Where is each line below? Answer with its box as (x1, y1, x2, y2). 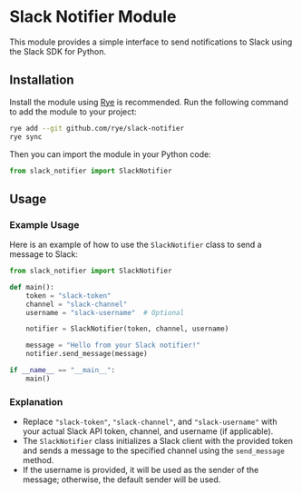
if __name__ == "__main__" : (9, 366, 116, 375)
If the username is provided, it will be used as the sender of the (22, 465, 259, 476)
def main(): (9, 282, 54, 291)
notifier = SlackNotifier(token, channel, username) (25, 324, 229, 333)
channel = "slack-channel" (25, 300, 128, 309)
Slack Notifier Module (9, 6, 177, 27)
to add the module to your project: (9, 106, 138, 117)
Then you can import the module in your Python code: (9, 148, 211, 160)
